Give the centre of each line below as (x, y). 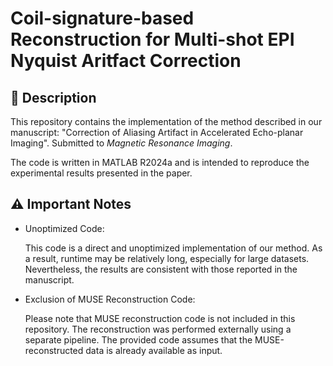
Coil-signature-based (102, 18)
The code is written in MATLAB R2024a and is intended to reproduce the (160, 162)
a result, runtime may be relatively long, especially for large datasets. (167, 258)
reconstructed (54, 350)
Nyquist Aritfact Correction (126, 61)
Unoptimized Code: (64, 228)
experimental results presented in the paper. (101, 173)
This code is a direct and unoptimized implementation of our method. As (173, 248)
